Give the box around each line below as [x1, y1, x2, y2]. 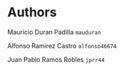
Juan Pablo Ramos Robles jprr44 [7, 55, 105, 64]
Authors [7, 4, 57, 21]
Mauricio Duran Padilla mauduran [7, 28, 101, 36]
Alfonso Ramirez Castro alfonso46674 [7, 41, 117, 50]
